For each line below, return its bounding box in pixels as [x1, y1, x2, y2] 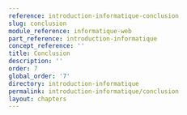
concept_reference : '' [8, 42, 85, 50]
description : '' [8, 57, 63, 66]
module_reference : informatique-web [8, 27, 132, 35]
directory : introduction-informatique [8, 79, 139, 87]
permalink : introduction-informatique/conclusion [8, 87, 180, 96]
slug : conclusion [8, 19, 67, 28]
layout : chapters [8, 95, 67, 103]
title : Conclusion [8, 49, 70, 57]
